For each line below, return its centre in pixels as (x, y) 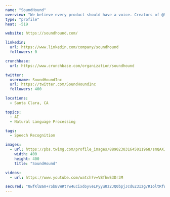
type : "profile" (22, 19)
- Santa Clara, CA (29, 103)
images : (13, 145)
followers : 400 (26, 89)
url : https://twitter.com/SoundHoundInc (53, 84)
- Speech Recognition (33, 136)
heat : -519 (17, 24)
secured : (14, 187)
